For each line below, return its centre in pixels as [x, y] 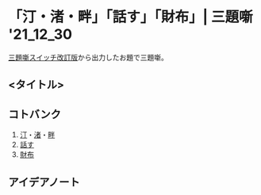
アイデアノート [44, 182]
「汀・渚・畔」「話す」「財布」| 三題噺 [131, 17]
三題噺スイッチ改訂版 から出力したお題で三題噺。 [88, 57]
